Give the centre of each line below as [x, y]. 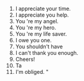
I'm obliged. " [32, 72]
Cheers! [25, 59]
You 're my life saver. [41, 34]
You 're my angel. [37, 21]
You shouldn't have [39, 46]
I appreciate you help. [42, 15]
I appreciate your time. [43, 9]
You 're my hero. [35, 27]
